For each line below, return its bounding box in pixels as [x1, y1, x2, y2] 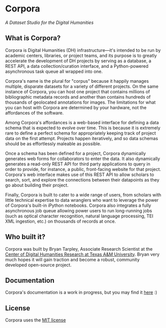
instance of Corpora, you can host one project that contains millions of [5, 88, 151, 95]
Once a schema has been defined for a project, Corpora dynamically [5, 150, 146, 156]
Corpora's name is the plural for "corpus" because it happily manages [5, 78, 149, 84]
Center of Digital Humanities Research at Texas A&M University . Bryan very [5, 251, 160, 257]
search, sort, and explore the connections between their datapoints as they [5, 176, 160, 182]
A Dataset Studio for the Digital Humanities [5, 19, 94, 25]
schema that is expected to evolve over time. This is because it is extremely [5, 125, 161, 131]
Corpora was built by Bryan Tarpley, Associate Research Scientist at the [5, 246, 153, 252]
